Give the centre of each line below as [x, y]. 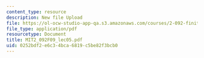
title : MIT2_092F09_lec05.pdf [45, 40]
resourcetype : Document [36, 34]
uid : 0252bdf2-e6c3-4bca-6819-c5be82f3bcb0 [62, 46]
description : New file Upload [45, 18]
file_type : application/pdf [42, 29]
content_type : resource [36, 12]
